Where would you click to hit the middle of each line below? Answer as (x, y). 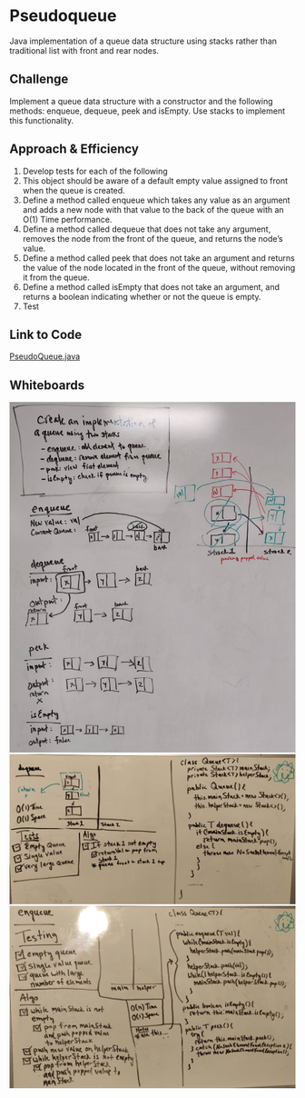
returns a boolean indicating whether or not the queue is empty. (142, 296)
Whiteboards (47, 385)
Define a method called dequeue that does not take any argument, (147, 229)
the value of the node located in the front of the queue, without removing (159, 267)
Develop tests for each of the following (95, 171)
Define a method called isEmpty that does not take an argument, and (151, 286)
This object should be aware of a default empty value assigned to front (155, 180)
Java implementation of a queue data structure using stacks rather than (143, 41)
